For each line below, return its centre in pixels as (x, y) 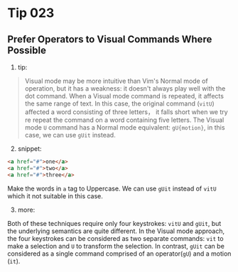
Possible (27, 50)
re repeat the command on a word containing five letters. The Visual (124, 120)
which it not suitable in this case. (55, 195)
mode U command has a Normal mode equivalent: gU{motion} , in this (125, 127)
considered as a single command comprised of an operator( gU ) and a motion (119, 254)
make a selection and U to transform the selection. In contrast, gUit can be (116, 246)
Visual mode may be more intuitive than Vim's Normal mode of (116, 81)
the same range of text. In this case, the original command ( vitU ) (119, 103)
